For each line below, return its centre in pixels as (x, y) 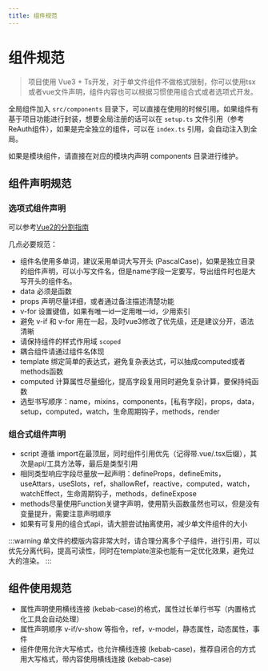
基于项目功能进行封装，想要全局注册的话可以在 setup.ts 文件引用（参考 (126, 119)
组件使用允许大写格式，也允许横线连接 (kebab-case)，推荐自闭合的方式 (138, 649)
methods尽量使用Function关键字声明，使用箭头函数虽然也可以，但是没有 (140, 503)
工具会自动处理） (55, 619)
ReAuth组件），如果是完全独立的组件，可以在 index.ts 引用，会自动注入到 (129, 128)
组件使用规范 (40, 588)
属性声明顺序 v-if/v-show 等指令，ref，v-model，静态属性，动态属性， (136, 629)
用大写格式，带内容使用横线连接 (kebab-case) (96, 659)
